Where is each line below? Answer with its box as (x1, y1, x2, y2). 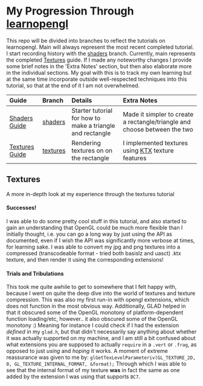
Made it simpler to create (123, 110, 194, 118)
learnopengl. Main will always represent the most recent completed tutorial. (6, 43, 195, 51)
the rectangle (71, 154, 110, 162)
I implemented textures (123, 139, 188, 147)
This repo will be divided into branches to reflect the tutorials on (6, 37, 166, 44)
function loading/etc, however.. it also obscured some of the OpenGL (6, 315, 178, 323)
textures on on (71, 146, 113, 154)
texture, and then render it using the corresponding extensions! (6, 256, 164, 263)
